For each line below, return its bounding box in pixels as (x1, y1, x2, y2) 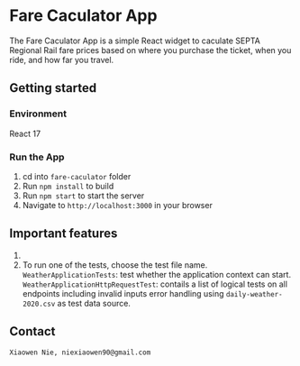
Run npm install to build (22, 180, 114, 191)
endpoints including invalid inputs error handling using (22, 288, 224, 298)
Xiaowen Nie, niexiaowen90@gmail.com (9, 348, 151, 357)
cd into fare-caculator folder (22, 170, 132, 181)
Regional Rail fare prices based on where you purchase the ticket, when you (9, 44, 292, 55)
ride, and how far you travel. (9, 54, 114, 65)
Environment (9, 107, 68, 120)
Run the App (9, 151, 65, 163)
